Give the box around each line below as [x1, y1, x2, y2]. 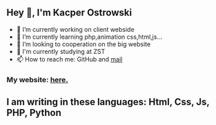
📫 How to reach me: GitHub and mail [16, 55, 123, 63]
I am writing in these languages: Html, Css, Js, [6, 96, 210, 108]
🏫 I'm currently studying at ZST [16, 47, 106, 55]
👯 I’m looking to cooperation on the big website [16, 39, 151, 48]
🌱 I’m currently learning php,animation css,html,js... [16, 32, 163, 41]
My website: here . [6, 75, 68, 84]
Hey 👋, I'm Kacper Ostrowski [6, 7, 132, 19]
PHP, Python [6, 107, 61, 119]
